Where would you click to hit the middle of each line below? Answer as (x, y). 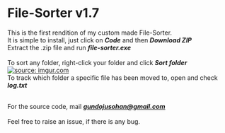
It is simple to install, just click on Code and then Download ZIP (100, 40)
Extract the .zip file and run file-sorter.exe (69, 47)
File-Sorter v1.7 (53, 13)
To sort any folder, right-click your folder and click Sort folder (97, 62)
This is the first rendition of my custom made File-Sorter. (90, 33)
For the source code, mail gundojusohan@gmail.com (86, 106)
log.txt (17, 85)
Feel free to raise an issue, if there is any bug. (74, 121)
